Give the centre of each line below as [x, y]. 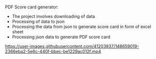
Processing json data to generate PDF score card [61, 37]
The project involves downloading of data [54, 16]
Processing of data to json [38, 22]
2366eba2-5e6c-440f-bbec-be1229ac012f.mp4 [53, 51]
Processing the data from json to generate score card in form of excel [82, 27]
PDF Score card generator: [32, 7]
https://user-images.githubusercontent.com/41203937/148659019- [72, 46]
